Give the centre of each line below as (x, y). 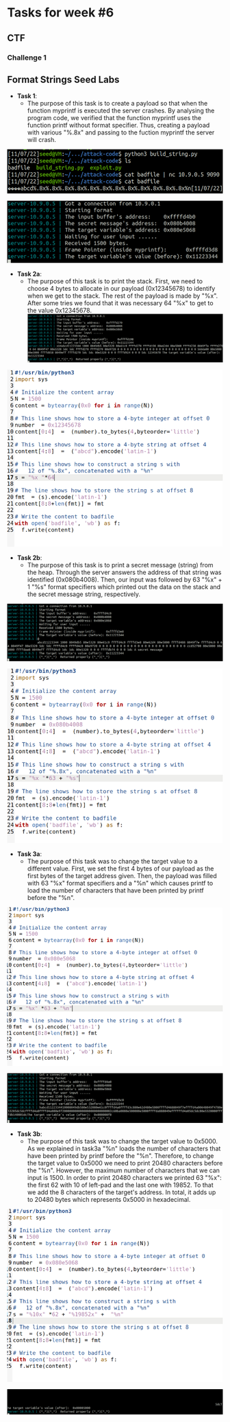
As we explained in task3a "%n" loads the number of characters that (124, 1148)
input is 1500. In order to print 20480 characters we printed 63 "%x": (125, 1177)
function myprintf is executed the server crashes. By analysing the (121, 110)
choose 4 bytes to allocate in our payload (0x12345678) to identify (121, 288)
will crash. (41, 140)
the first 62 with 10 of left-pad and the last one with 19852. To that (120, 1185)
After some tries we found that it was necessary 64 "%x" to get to (120, 303)
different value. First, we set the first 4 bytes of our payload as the (120, 868)
